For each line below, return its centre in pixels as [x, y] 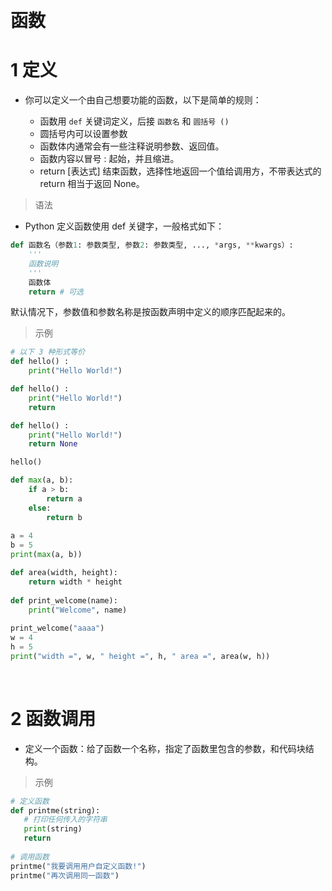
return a [64, 498]
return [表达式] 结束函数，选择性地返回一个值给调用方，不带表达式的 [180, 171]
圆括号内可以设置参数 [83, 134]
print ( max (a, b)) [46, 555]
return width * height [75, 582]
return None [53, 444]
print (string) [53, 829]
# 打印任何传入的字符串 [65, 820]
